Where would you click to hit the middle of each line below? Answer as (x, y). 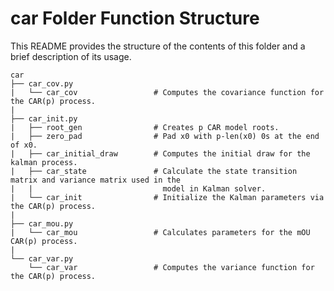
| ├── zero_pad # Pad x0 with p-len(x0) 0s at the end (165, 136)
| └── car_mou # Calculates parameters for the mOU (160, 232)
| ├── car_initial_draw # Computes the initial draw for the (160, 153)
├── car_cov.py (42, 83)
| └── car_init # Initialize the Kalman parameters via (167, 197)
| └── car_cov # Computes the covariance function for (167, 92)
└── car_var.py (42, 258)
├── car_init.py (44, 118)
